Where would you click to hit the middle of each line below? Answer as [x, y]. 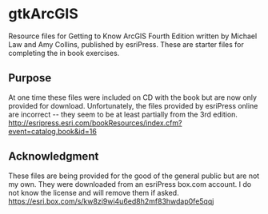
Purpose [30, 78]
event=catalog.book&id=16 [53, 131]
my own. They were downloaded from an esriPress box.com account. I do [130, 184]
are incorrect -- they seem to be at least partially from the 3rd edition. [123, 114]
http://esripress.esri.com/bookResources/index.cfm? [95, 123]
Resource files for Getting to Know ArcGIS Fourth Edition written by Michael [133, 36]
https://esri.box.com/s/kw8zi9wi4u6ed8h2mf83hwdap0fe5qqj [111, 201]
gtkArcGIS [43, 14]
